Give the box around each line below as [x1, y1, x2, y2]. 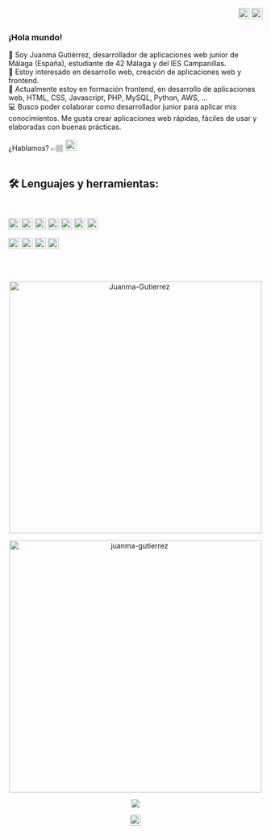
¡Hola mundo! [8, 31, 63, 43]
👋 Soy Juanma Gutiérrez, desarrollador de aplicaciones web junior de [8, 50, 240, 60]
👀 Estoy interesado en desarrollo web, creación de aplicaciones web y [8, 67, 242, 77]
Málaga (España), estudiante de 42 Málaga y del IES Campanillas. [8, 59, 227, 69]
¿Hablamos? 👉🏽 [8, 144, 64, 153]
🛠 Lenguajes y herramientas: [8, 177, 160, 190]
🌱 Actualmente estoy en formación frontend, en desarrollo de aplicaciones [8, 85, 256, 94]
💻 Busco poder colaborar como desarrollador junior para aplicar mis [8, 102, 237, 112]
